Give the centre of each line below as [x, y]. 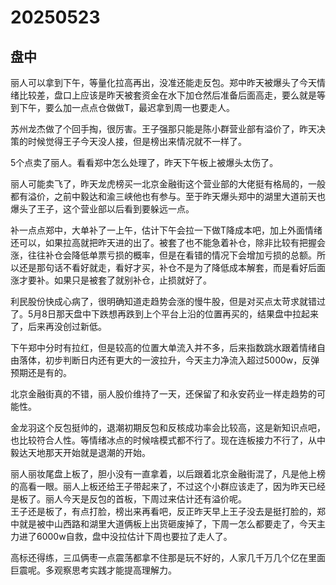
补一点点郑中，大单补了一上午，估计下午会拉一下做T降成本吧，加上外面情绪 [166, 230]
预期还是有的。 [41, 372]
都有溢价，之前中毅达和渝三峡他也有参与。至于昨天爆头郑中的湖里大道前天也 [168, 196]
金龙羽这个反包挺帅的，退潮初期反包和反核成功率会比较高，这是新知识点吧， [168, 427]
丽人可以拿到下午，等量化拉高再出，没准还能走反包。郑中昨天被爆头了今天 [163, 82]
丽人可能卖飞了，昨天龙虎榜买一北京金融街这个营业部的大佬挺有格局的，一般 [168, 184]
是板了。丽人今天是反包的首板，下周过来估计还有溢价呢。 [128, 499]
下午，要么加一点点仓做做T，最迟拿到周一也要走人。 [127, 107]
